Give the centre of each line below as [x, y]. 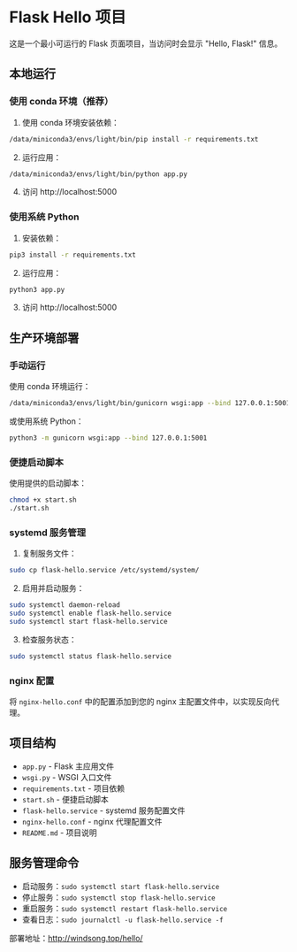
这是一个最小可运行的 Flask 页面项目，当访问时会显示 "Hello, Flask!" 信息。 [146, 43]
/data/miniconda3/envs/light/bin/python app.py [99, 174]
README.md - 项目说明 [59, 833]
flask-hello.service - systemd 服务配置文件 [103, 810]
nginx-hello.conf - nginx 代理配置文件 [92, 821]
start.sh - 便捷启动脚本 [65, 799]
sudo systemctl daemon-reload [65, 605]
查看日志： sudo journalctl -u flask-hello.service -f [122, 919]
